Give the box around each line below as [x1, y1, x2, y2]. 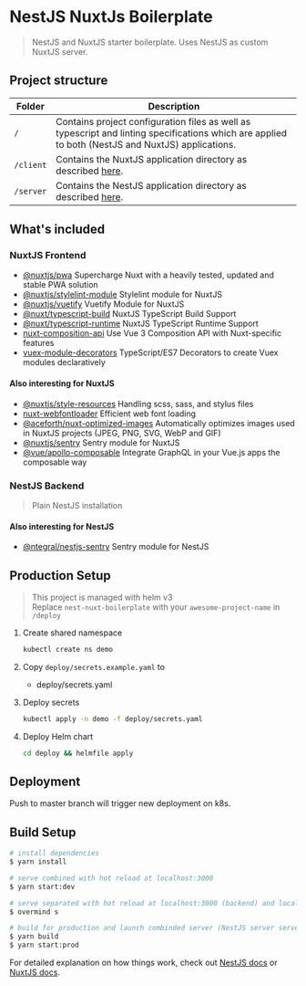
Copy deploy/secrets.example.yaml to [22, 661, 166, 672]
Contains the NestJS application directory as [56, 179, 248, 192]
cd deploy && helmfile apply [22, 749, 134, 758]
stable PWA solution [22, 279, 98, 290]
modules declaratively [22, 357, 107, 368]
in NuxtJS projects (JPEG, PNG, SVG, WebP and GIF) [22, 427, 221, 438]
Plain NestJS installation [31, 499, 123, 510]
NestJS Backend [9, 479, 85, 492]
